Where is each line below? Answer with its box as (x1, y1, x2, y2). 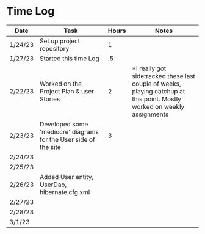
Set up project (39, 37, 81, 45)
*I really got (132, 64, 167, 73)
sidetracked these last (132, 71, 195, 80)
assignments (132, 110, 169, 119)
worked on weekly (132, 102, 185, 111)
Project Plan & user (39, 87, 95, 95)
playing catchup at (132, 87, 185, 95)
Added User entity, (39, 172, 94, 181)
